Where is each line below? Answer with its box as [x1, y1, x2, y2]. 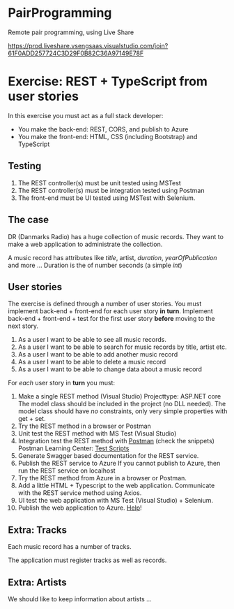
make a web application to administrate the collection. [8, 240, 163, 248]
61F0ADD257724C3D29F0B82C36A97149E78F [8, 49, 144, 57]
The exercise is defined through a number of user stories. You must [8, 299, 202, 308]
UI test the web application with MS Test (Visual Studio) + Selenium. [17, 496, 214, 505]
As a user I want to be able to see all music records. [17, 336, 166, 344]
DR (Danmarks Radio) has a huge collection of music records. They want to [8, 232, 224, 241]
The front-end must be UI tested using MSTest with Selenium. [17, 194, 196, 202]
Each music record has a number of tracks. [8, 543, 132, 551]
